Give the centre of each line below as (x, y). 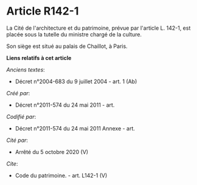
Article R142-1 (43, 11)
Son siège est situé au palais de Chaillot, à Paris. (67, 46)
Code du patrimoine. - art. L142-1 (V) (61, 175)
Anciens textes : (26, 69)
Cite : (12, 163)
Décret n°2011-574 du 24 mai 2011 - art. (65, 105)
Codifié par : (21, 116)
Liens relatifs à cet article (39, 58)
